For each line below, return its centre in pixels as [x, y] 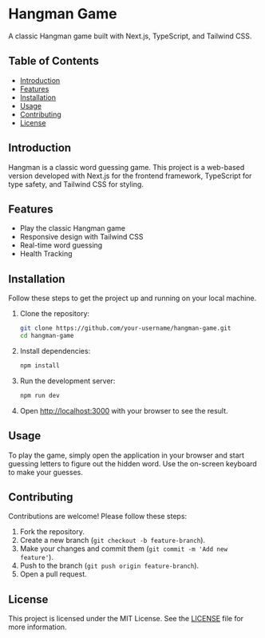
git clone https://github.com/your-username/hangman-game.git [125, 328]
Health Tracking [46, 254]
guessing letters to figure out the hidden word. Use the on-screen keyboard [132, 463]
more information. [38, 627]
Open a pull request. [53, 574]
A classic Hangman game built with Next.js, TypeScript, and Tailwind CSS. [130, 36]
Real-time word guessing [61, 245]
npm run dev [40, 395]
